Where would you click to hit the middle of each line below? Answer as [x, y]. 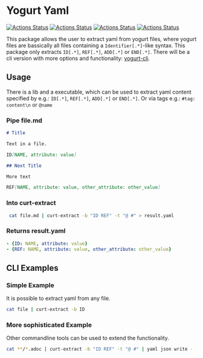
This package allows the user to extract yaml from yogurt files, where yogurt [101, 39]
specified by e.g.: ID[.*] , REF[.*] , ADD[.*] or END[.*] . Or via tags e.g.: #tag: [101, 98]
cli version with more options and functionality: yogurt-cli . [78, 58]
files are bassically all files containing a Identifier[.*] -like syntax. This [96, 45]
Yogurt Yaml [38, 11]
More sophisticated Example [49, 325]
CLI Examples [32, 268]
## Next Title [24, 166]
